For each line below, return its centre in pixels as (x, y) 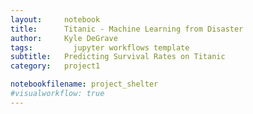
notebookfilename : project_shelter (84, 84)
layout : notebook (55, 19)
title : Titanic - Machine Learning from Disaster (127, 29)
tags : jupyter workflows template (100, 47)
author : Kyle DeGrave (64, 38)
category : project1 (55, 66)
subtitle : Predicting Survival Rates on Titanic (118, 57)
